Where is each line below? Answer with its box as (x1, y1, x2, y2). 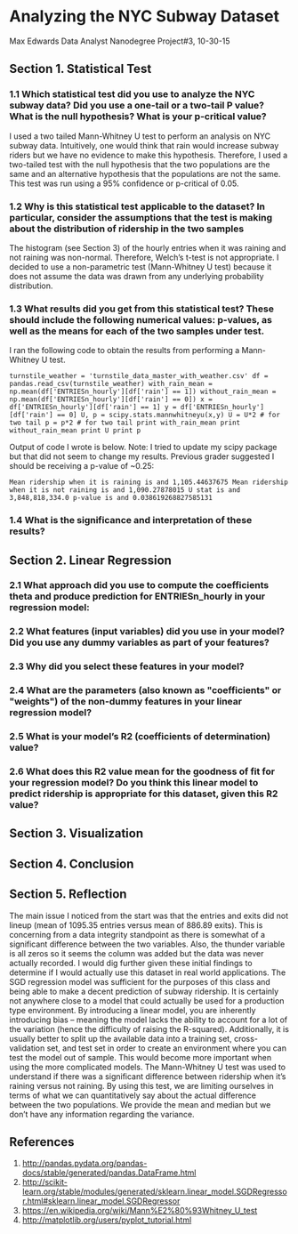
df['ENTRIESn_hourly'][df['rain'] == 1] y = (9, 403, 177, 412)
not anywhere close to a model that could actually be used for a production (9, 995, 285, 1006)
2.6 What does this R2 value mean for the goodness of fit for (9, 765, 276, 778)
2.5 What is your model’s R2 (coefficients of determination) (9, 730, 271, 743)
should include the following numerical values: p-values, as (9, 313, 273, 326)
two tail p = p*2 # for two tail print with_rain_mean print (9, 418, 241, 428)
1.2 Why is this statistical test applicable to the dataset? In (9, 200, 265, 213)
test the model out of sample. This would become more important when (9, 1052, 272, 1062)
